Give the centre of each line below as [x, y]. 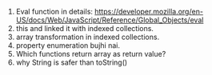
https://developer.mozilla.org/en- [149, 12]
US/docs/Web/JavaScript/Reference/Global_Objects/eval [110, 20]
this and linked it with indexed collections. [85, 28]
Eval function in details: [54, 12]
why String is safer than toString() [72, 62]
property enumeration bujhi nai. [68, 45]
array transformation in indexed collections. [88, 37]
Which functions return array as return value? [91, 54]
